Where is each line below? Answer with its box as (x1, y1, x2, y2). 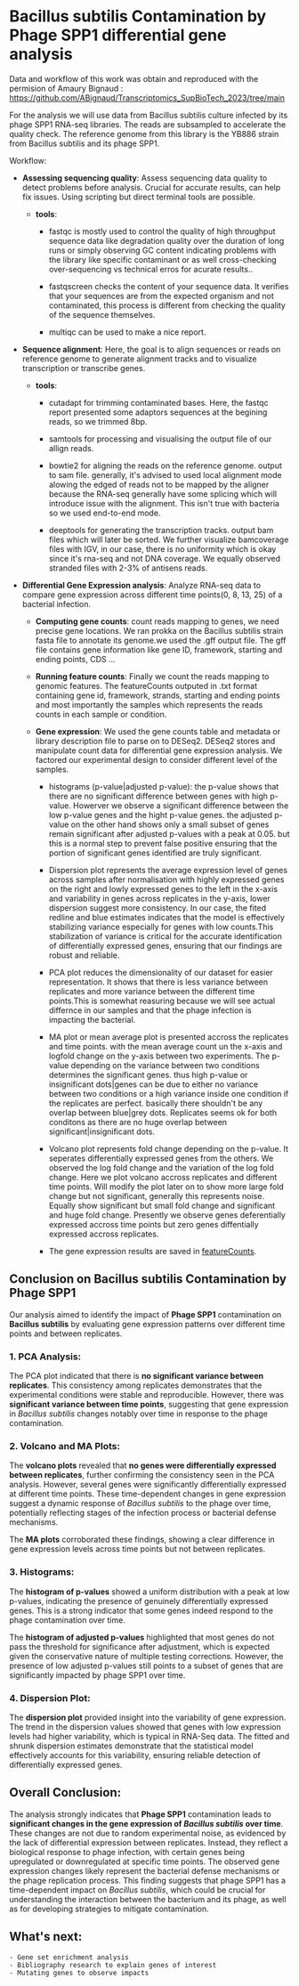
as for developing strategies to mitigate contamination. (9, 1903, 209, 1914)
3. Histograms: (9, 1566, 75, 1578)
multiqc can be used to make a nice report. (48, 327, 206, 337)
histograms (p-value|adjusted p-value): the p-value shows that (48, 781, 279, 791)
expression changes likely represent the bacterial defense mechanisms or (9, 1865, 280, 1876)
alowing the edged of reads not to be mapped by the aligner (48, 479, 270, 490)
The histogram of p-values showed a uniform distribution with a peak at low (9, 1586, 290, 1597)
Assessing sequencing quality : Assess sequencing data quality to (21, 172, 268, 183)
